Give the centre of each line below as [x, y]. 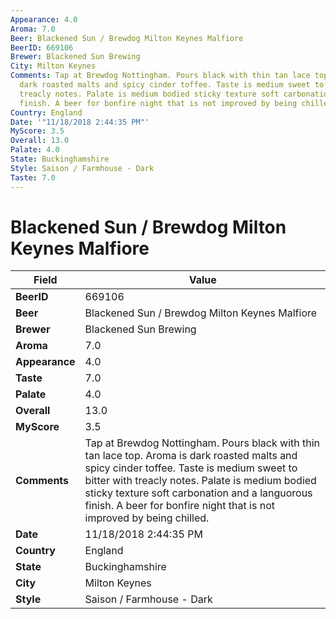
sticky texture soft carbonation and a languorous [198, 493]
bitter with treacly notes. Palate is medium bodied [200, 481]
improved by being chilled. [147, 518]
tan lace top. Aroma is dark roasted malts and [191, 456]
